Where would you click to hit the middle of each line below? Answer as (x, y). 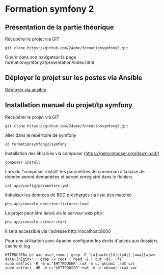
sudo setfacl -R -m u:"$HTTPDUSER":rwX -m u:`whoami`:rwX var (70, 263)
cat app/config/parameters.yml (37, 185)
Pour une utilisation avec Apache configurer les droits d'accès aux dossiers (82, 241)
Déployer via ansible (26, 90)
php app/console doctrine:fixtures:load (47, 204)
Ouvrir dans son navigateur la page (41, 57)
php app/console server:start (36, 222)
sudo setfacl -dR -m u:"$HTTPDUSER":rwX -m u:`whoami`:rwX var (71, 268)
